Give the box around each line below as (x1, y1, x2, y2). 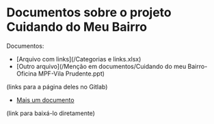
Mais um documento (16, 95, 75, 104)
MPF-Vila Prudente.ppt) (38, 69, 105, 78)
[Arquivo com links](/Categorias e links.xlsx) (16, 55, 142, 63)
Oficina (16, 69, 37, 78)
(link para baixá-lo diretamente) (6, 109, 95, 117)
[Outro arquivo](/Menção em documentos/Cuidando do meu (16, 62, 187, 70)
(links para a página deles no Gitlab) (6, 82, 108, 91)
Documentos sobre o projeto (6, 5, 172, 20)
